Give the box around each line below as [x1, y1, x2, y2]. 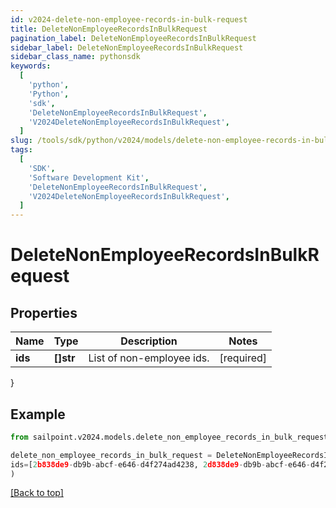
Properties [10, 304, 78, 321]
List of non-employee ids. [88, 351, 210, 365]
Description [120, 334, 178, 348]
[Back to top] [10, 487, 64, 499]
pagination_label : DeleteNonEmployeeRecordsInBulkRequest [10, 33, 257, 43]
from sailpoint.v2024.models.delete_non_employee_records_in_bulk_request [10, 432, 329, 442]
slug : [10, 136, 33, 146]
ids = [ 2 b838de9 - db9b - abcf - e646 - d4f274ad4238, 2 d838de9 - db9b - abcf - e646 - [10, 459, 311, 470]
